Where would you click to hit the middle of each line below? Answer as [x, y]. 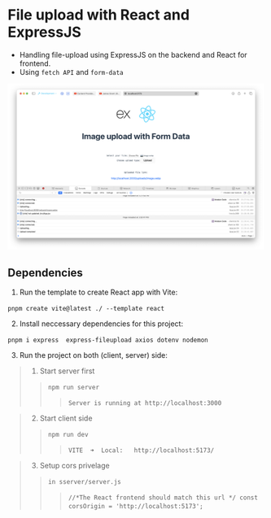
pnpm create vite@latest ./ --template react [86, 309]
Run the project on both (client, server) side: [94, 355]
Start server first [67, 371]
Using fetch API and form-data [71, 72]
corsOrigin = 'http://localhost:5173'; [136, 507]
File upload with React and [99, 15]
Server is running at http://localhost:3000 [145, 403]
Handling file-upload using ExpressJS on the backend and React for [133, 54]
